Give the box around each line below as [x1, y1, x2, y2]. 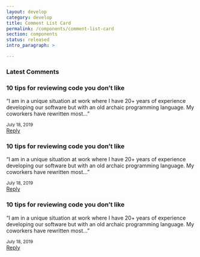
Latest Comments [6, 67, 59, 76]
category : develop [6, 14, 52, 20]
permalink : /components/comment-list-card [6, 25, 114, 32]
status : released [6, 37, 50, 43]
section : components [6, 31, 58, 37]
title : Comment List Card [6, 20, 71, 26]
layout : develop [6, 8, 47, 15]
